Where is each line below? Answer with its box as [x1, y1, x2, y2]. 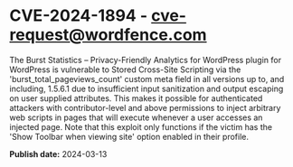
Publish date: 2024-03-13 [9, 148, 108, 159]
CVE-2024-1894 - [9, 5, 148, 26]
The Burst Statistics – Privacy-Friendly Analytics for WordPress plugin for [9, 54, 282, 65]
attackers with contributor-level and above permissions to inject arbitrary [9, 102, 281, 113]
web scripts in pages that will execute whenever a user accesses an [9, 112, 263, 123]
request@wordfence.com [9, 24, 207, 45]
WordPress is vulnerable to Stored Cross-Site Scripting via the [9, 64, 241, 75]
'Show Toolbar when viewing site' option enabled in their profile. [9, 131, 249, 142]
